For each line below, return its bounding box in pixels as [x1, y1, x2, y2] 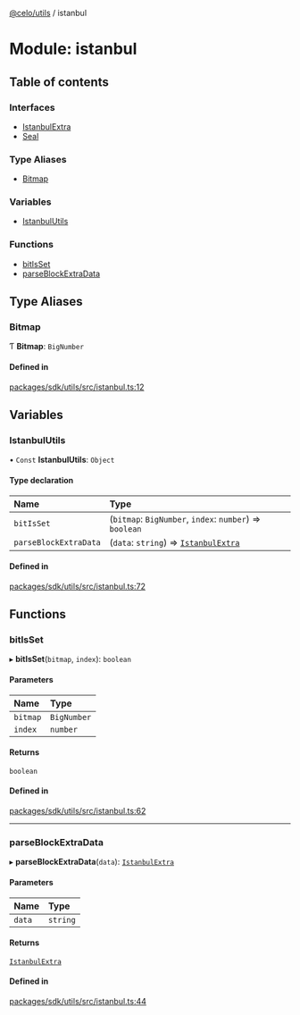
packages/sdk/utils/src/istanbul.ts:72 [9, 581, 146, 591]
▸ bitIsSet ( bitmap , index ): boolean [9, 654, 132, 665]
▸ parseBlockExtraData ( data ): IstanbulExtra [9, 857, 174, 868]
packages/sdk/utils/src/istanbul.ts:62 [9, 806, 146, 817]
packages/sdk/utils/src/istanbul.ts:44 [9, 995, 147, 1006]
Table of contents [9, 74, 109, 89]
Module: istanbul [9, 39, 137, 59]
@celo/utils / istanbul [9, 8, 87, 18]
